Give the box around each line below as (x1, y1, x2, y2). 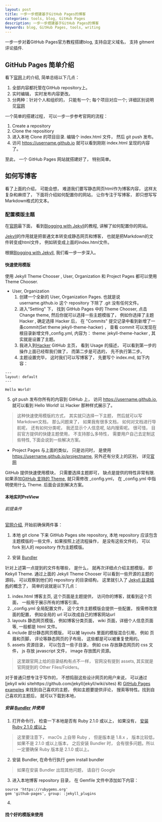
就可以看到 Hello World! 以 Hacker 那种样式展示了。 (12, 403, 115, 408)
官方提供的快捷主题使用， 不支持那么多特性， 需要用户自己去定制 (21, 431, 151, 437)
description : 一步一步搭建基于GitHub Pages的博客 (5, 20, 99, 26)
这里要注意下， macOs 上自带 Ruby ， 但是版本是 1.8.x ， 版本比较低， (16, 734, 157, 740)
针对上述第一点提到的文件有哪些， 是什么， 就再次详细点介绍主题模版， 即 (5, 565, 153, 571)
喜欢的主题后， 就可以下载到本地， (9, 693, 78, 699)
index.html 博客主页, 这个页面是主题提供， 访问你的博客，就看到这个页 (12, 594, 152, 599)
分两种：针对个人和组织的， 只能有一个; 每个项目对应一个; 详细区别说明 (12, 97, 154, 102)
